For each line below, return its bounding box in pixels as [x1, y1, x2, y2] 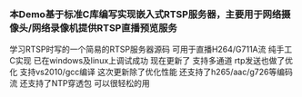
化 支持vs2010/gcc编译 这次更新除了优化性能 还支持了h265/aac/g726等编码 [9, 66, 293, 78]
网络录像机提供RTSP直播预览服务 [31, 21, 177, 34]
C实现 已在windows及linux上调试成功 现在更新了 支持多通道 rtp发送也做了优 [9, 55, 294, 66]
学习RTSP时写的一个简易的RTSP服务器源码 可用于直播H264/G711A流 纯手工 [9, 44, 293, 55]
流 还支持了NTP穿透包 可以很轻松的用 [9, 78, 150, 89]
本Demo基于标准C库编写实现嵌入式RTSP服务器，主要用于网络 [9, 7, 282, 20]
